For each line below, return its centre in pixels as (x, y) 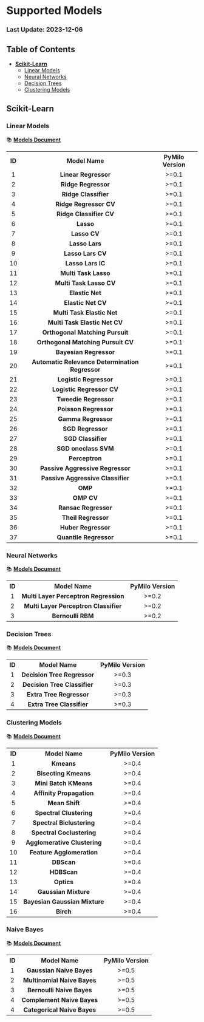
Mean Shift (64, 803)
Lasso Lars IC (85, 263)
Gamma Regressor (85, 418)
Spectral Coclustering (64, 833)
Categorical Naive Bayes (60, 1010)
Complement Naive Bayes (60, 1000)
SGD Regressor (85, 429)
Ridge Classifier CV (85, 214)
